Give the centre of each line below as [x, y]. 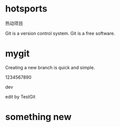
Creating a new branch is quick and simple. [50, 67]
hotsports [26, 9]
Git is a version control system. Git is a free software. [60, 33]
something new [38, 117]
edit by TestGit [20, 96]
